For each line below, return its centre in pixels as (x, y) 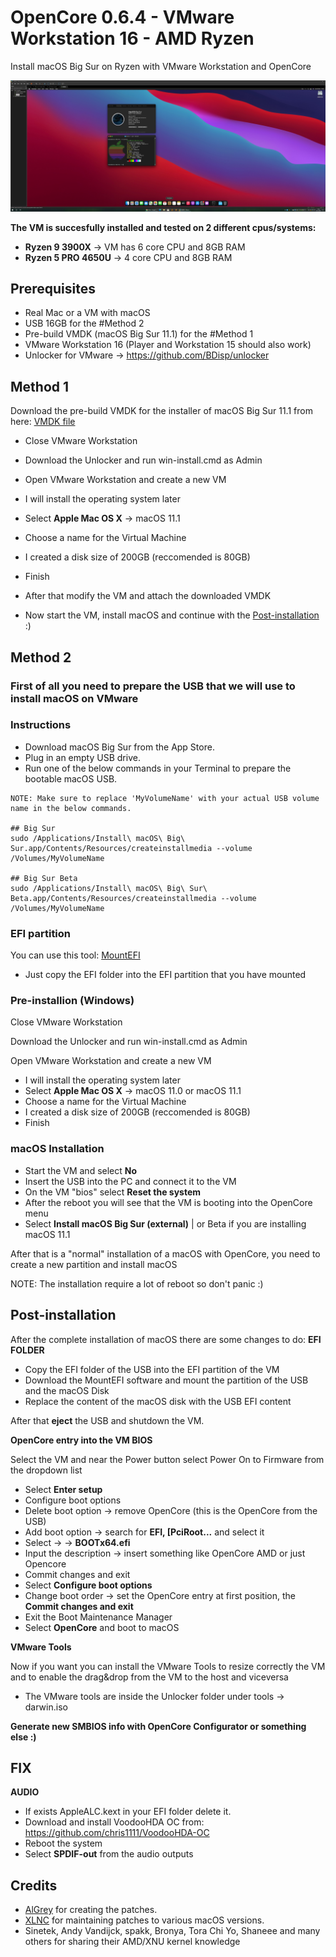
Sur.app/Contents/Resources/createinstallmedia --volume (131, 848)
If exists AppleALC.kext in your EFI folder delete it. (128, 1812)
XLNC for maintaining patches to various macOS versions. (144, 1920)
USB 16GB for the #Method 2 (84, 323)
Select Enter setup (63, 1489)
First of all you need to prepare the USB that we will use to (153, 686)
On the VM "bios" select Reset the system (113, 1192)
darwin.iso (46, 1707)
